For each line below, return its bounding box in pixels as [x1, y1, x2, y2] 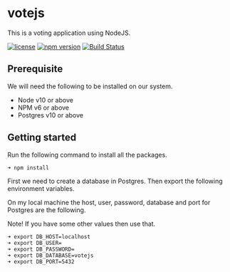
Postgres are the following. [7, 205, 86, 214]
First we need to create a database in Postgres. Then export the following [7, 177, 223, 185]
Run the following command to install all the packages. [7, 150, 167, 159]
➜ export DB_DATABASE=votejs [7, 251, 94, 259]
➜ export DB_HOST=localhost [7, 233, 91, 240]
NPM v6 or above [17, 103, 70, 112]
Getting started [7, 132, 77, 144]
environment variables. [7, 184, 75, 193]
